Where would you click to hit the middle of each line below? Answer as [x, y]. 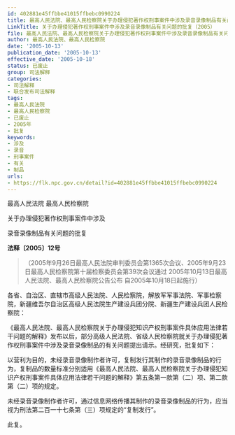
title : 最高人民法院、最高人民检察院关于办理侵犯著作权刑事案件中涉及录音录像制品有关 [117, 20]
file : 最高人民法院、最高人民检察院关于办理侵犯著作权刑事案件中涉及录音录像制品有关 [115, 33]
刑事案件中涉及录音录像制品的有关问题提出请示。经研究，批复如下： [117, 345]
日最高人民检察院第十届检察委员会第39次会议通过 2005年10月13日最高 [126, 272]
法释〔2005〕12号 [34, 248]
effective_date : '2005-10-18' [51, 59]
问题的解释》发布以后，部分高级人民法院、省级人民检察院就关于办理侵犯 [117, 336]
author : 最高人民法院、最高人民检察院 [56, 40]
